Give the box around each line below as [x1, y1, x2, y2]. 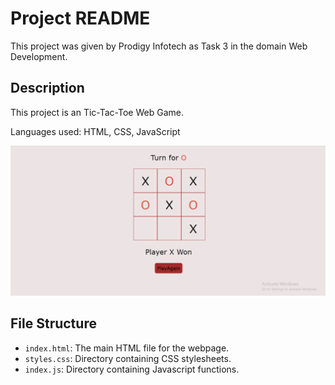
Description [10, 80, 85, 97]
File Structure [10, 315, 97, 332]
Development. [10, 50, 68, 62]
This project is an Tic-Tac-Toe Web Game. [10, 106, 184, 118]
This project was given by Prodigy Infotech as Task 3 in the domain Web [10, 40, 308, 52]
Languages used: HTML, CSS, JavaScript [10, 125, 181, 137]
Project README [10, 7, 151, 30]
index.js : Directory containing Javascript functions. [24, 363, 240, 375]
